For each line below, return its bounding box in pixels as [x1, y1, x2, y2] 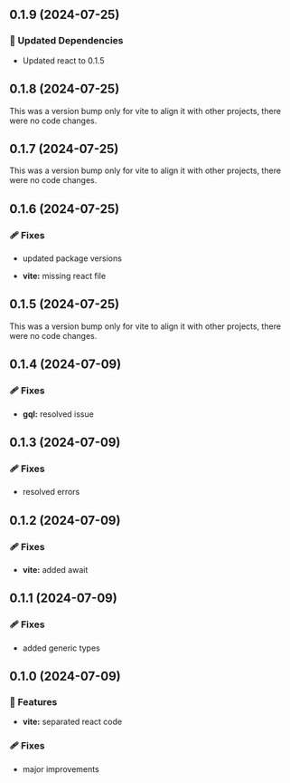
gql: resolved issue [22, 408, 95, 420]
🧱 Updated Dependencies [9, 34, 124, 47]
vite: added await [22, 564, 89, 575]
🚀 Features [9, 695, 58, 708]
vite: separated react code [22, 716, 123, 728]
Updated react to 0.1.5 [22, 54, 105, 66]
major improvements [22, 763, 99, 774]
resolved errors [22, 487, 80, 498]
